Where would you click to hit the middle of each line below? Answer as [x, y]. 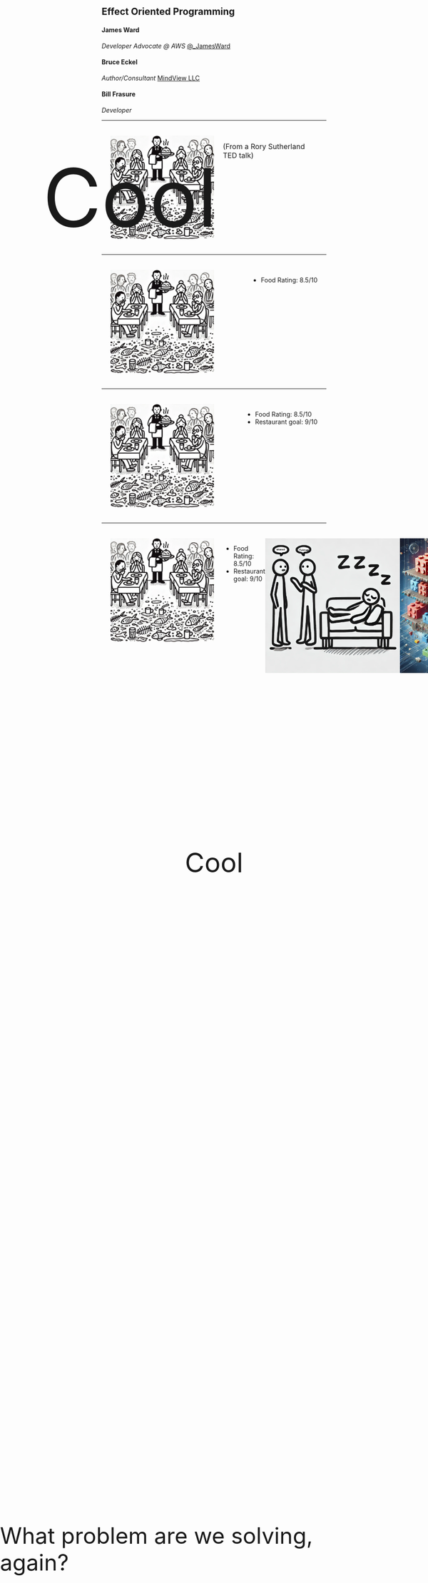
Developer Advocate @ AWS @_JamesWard [166, 46]
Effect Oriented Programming [168, 12]
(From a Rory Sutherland [264, 147]
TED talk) [238, 155]
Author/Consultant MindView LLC [151, 78]
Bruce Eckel [120, 62]
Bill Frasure [118, 94]
